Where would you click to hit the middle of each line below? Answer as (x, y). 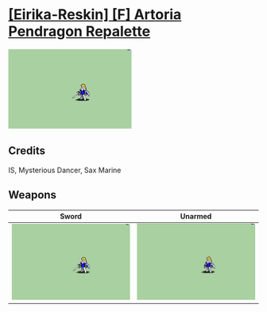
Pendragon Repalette (79, 31)
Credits (27, 151)
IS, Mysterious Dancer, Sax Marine (65, 170)
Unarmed (196, 217)
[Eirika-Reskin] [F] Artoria (95, 15)
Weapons (33, 195)
